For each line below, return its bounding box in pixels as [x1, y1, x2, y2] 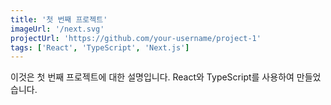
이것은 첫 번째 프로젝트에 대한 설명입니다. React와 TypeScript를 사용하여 [10, 71, 295, 83]
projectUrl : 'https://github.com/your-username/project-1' [10, 33, 262, 43]
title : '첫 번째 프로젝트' [10, 14, 108, 25]
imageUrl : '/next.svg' [10, 24, 105, 34]
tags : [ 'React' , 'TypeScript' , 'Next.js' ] [10, 42, 190, 53]
